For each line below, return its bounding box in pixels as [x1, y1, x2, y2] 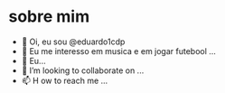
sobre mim [8, 6, 90, 27]
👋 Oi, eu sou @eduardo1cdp [21, 36, 126, 47]
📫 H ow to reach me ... [21, 75, 108, 86]
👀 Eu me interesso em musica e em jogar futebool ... [21, 45, 216, 56]
